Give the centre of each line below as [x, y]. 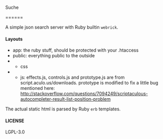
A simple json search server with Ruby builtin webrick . [62, 27]
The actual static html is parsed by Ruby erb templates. [63, 109]
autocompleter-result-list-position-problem [65, 99]
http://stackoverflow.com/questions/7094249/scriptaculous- [84, 94]
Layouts [14, 39]
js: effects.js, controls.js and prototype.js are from [72, 77]
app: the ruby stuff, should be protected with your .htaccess [76, 50]
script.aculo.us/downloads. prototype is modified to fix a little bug [89, 83]
